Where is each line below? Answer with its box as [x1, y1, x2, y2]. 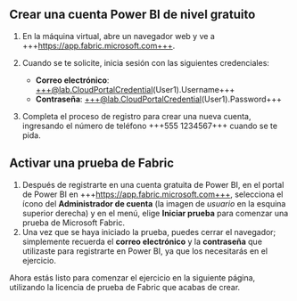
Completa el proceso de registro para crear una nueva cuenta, [21, 110, 252, 121]
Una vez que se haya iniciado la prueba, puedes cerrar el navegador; [21, 226, 276, 237]
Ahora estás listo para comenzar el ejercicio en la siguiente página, [9, 272, 256, 283]
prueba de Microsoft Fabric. [21, 217, 125, 228]
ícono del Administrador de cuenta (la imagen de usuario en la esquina [21, 198, 286, 208]
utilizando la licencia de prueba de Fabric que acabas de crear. [9, 281, 241, 292]
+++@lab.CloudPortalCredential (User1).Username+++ [35, 84, 235, 94]
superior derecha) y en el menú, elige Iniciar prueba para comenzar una [21, 207, 289, 218]
